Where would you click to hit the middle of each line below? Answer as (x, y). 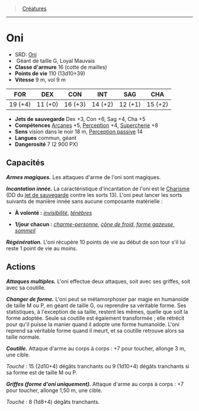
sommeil (25, 230)
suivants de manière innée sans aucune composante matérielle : (84, 201)
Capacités (25, 163)
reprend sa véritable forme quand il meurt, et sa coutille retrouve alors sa (95, 330)
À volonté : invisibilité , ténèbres (53, 212)
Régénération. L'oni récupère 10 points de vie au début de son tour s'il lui (96, 242)
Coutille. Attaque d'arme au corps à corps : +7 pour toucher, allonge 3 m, (96, 348)
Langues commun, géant (46, 138)
